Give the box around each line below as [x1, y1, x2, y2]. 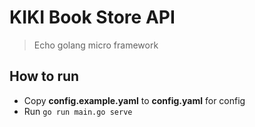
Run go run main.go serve [23, 105, 133, 117]
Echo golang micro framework [33, 39, 159, 51]
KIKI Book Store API [9, 6, 176, 29]
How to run [9, 68, 80, 85]
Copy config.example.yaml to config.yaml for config [23, 94, 246, 106]
